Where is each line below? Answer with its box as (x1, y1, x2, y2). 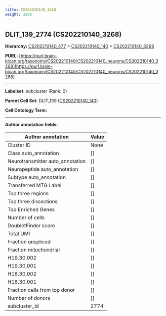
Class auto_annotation (7, 150, 59, 157)
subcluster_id (7, 303, 39, 310)
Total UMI (7, 230, 30, 237)
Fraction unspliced (7, 238, 51, 245)
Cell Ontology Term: (5, 107, 47, 113)
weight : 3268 (5, 12, 32, 17)
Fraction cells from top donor (7, 287, 75, 294)
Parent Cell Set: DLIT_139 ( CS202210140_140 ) (5, 98, 98, 104)
